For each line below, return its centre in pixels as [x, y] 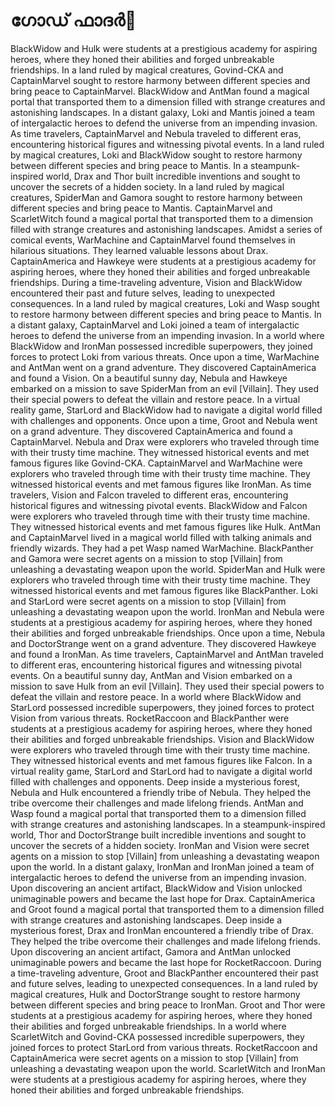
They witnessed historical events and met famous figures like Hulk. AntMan [165, 526]
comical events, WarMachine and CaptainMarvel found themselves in [153, 240]
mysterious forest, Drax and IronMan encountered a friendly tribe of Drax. [162, 930]
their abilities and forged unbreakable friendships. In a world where [148, 1026]
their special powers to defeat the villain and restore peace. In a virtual [155, 399]
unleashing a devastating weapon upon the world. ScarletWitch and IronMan [168, 1068]
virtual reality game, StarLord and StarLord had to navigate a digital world [161, 771]
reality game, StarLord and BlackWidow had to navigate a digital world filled [166, 410]
